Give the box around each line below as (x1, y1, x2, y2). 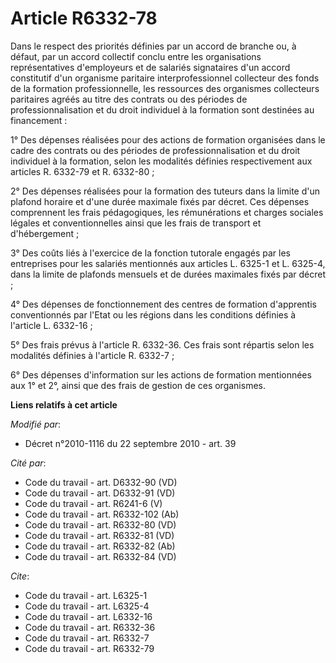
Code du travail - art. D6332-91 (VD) (24, 487, 176, 499)
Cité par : (10, 457, 47, 469)
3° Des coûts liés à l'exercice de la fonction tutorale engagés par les (10, 247, 291, 259)
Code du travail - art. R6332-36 (24, 621, 156, 633)
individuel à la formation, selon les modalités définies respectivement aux (10, 155, 313, 167)
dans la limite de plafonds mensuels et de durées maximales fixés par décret (10, 268, 327, 280)
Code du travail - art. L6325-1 (24, 589, 148, 601)
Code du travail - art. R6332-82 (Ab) (24, 540, 176, 552)
